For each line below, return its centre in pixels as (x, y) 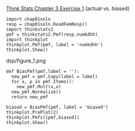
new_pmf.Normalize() (36, 92)
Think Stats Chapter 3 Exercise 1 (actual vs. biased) (68, 8)
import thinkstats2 (30, 29)
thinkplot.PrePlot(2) (32, 112)
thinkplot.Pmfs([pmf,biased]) (43, 118)
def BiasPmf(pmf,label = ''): (43, 71)
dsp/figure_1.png (26, 61)
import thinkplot (27, 40)
